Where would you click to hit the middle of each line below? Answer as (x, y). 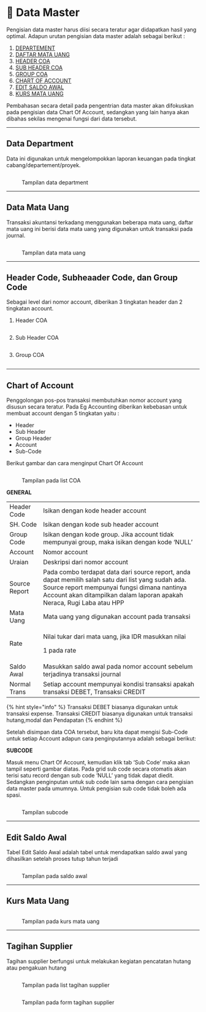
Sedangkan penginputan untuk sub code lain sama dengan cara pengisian (100, 782)
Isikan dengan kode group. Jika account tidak (108, 535)
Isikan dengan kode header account (94, 511)
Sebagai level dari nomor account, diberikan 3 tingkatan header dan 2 (94, 302)
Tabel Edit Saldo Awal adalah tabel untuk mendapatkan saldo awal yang (97, 852)
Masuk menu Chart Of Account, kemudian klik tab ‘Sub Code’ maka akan (98, 763)
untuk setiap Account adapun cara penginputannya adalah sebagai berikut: (101, 739)
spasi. (14, 795)
